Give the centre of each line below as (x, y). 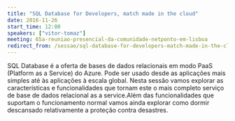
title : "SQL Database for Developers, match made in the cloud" (103, 14)
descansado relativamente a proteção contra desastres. (88, 110)
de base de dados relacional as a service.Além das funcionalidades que (111, 95)
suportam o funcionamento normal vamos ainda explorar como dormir (108, 103)
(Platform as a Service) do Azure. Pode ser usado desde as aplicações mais (116, 73)
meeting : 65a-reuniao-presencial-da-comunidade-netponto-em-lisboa (108, 40)
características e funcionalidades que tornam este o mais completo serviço (116, 88)
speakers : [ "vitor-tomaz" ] (47, 33)
